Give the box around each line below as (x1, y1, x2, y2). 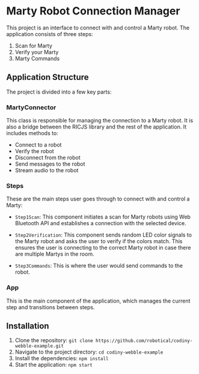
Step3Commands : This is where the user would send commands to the (14, 262, 183, 270)
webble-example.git (14, 343, 64, 349)
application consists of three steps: (6, 30, 93, 37)
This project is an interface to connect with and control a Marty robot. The (6, 24, 190, 31)
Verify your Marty (14, 48, 59, 55)
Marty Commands (14, 55, 60, 62)
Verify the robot (14, 148, 54, 155)
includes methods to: (6, 130, 58, 137)
